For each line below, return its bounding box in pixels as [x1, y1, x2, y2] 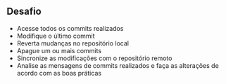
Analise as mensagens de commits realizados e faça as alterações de [16, 61, 219, 69]
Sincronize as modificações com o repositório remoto [16, 54, 172, 62]
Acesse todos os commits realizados [16, 24, 124, 32]
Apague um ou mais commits [16, 46, 102, 55]
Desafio [6, 6, 42, 17]
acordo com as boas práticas [16, 69, 102, 77]
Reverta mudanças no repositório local [16, 38, 130, 48]
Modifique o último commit [16, 31, 95, 40]
